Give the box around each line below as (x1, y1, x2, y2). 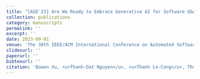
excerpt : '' (6, 31, 36, 37)
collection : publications (6, 14, 70, 20)
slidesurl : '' (6, 48, 42, 53)
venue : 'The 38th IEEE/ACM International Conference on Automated (6, 42, 174, 48)
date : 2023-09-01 (6, 36, 49, 42)
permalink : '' (6, 25, 42, 31)
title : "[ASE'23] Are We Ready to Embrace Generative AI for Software (6, 8, 185, 15)
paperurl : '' (6, 53, 39, 59)
